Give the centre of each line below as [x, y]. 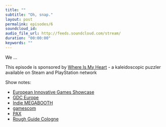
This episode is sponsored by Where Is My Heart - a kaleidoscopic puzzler [83, 67]
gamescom [24, 108]
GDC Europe [26, 97]
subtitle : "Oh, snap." [29, 15]
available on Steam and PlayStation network [51, 72]
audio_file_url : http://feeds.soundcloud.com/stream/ [63, 33]
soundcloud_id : [21, 29]
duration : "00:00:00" [28, 38]
